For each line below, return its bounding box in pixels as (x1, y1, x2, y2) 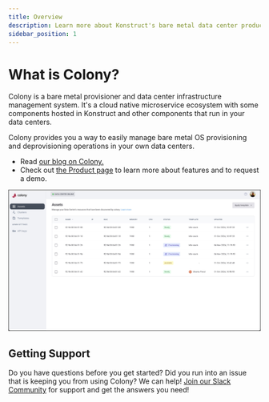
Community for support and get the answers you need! (8, 385, 190, 395)
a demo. (19, 174, 48, 183)
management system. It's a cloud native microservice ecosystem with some (8, 100, 259, 110)
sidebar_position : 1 (8, 30, 78, 38)
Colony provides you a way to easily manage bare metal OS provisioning (8, 133, 247, 143)
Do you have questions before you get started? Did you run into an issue (8, 368, 247, 378)
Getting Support (8, 347, 90, 360)
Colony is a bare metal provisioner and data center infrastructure (8, 92, 222, 102)
